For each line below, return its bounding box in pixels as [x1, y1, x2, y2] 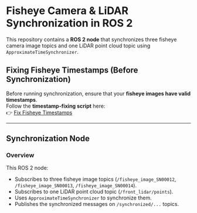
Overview [6, 151, 35, 159]
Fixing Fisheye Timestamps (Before [6, 66, 138, 75]
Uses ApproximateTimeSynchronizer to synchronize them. [14, 194, 152, 201]
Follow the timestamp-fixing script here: [6, 102, 106, 109]
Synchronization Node [6, 133, 90, 144]
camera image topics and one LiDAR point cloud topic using [6, 42, 151, 49]
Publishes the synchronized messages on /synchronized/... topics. [14, 201, 179, 208]
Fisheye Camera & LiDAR [6, 4, 129, 18]
